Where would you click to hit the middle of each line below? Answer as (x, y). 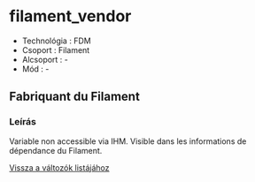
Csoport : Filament (56, 49)
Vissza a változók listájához (59, 167)
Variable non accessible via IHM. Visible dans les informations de (128, 141)
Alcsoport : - (45, 59)
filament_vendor (70, 16)
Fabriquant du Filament (74, 97)
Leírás (23, 122)
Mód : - (35, 69)
